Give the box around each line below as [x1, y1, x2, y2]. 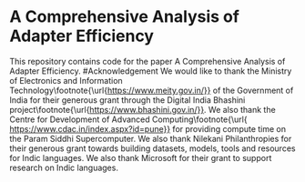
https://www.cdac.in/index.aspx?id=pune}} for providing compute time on [9, 123, 287, 134]
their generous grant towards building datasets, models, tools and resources [9, 143, 296, 154]
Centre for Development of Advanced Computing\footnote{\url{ [9, 114, 248, 125]
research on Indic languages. [9, 162, 118, 173]
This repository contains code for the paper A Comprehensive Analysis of [9, 56, 286, 66]
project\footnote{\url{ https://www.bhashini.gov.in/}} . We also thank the [9, 104, 276, 115]
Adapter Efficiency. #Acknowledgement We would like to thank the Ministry [9, 66, 292, 76]
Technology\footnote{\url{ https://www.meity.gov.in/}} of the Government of [9, 85, 294, 96]
